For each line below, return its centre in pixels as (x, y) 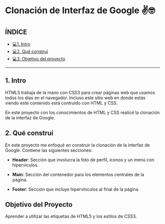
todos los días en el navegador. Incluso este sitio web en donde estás (75, 98)
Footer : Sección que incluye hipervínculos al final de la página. (76, 189)
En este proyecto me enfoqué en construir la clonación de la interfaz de (77, 145)
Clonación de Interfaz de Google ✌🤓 (80, 11)
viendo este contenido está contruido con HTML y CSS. (61, 103)
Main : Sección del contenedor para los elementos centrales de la (78, 174)
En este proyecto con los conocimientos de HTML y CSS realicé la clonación (82, 112)
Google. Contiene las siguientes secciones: (49, 150)
